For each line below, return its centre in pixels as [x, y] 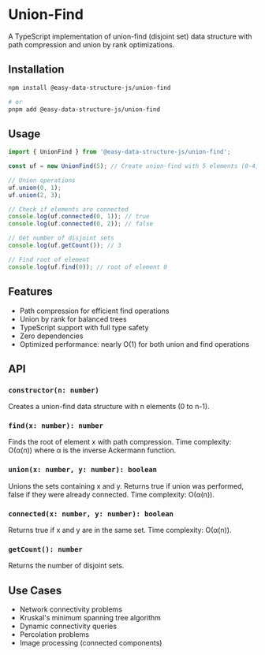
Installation [36, 70]
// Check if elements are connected [68, 209]
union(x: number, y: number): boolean [83, 470]
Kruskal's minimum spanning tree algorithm [90, 618]
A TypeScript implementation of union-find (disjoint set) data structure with [130, 36]
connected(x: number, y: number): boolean [91, 514]
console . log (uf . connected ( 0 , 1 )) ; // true [79, 217]
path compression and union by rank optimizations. [91, 44]
